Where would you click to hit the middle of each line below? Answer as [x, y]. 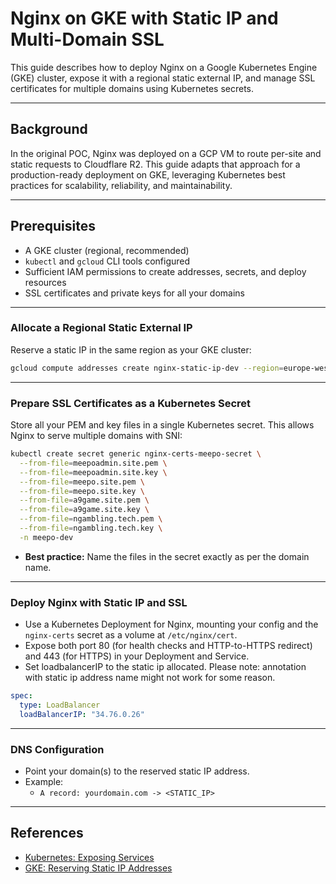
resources [45, 282]
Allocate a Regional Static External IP [101, 328]
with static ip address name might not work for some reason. [150, 678]
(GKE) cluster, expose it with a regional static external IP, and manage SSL [163, 78]
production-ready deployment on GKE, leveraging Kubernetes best [148, 174]
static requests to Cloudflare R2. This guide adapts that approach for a [155, 164]
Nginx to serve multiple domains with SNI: [96, 436]
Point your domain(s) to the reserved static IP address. [137, 771]
